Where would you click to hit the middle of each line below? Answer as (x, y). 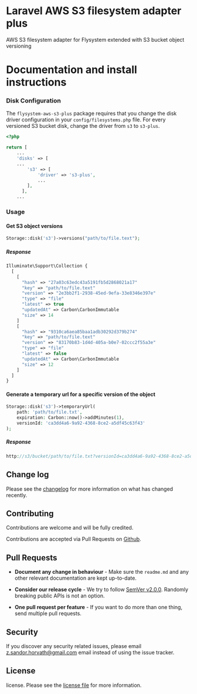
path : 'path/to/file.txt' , (50, 412)
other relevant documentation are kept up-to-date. (75, 578)
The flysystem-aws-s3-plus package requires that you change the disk (91, 114)
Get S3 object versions (34, 226)
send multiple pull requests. (48, 613)
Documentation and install (72, 70)
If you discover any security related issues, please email (74, 646)
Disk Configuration (34, 101)
